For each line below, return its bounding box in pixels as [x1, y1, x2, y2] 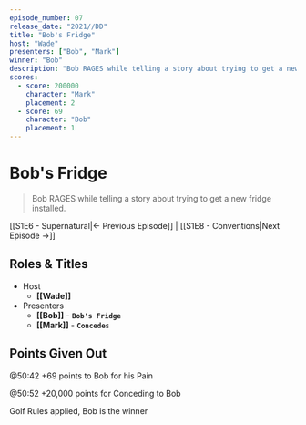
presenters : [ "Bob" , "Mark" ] [9, 47, 120, 57]
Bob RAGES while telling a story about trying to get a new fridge [31, 192, 271, 203]
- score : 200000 [17, 81, 79, 90]
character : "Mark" [25, 89, 96, 98]
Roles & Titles [9, 256, 88, 272]
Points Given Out [9, 346, 107, 361]
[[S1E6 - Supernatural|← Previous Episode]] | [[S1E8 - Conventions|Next [9, 220, 280, 231]
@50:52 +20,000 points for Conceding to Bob [9, 388, 181, 399]
